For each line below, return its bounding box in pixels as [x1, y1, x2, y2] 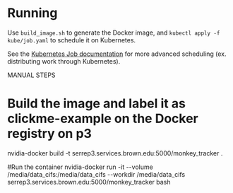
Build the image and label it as [7, 95, 186, 112]
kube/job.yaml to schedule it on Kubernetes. [7, 35, 136, 44]
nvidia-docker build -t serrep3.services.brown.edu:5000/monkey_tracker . [7, 148, 223, 157]
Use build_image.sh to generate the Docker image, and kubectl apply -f [7, 28, 220, 37]
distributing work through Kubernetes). [7, 57, 121, 65]
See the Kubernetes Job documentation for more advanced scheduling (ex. [7, 49, 227, 58]
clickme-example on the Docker [7, 111, 199, 127]
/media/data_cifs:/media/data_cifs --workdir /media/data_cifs [7, 170, 186, 178]
